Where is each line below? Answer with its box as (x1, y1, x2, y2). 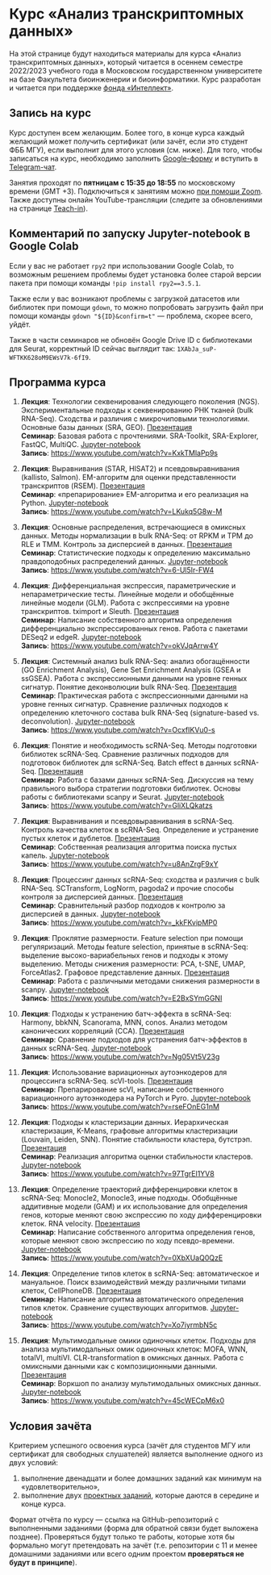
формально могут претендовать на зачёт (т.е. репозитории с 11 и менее (9, 1540, 258, 1550)
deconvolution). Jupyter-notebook (20, 716, 135, 726)
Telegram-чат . (9, 162, 57, 172)
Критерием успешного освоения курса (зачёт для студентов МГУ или (9, 1441, 251, 1451)
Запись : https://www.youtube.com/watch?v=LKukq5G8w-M (20, 507, 223, 516)
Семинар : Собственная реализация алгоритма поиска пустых (20, 842, 237, 852)
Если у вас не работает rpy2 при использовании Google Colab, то (9, 261, 235, 270)
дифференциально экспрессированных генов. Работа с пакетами (20, 624, 248, 633)
